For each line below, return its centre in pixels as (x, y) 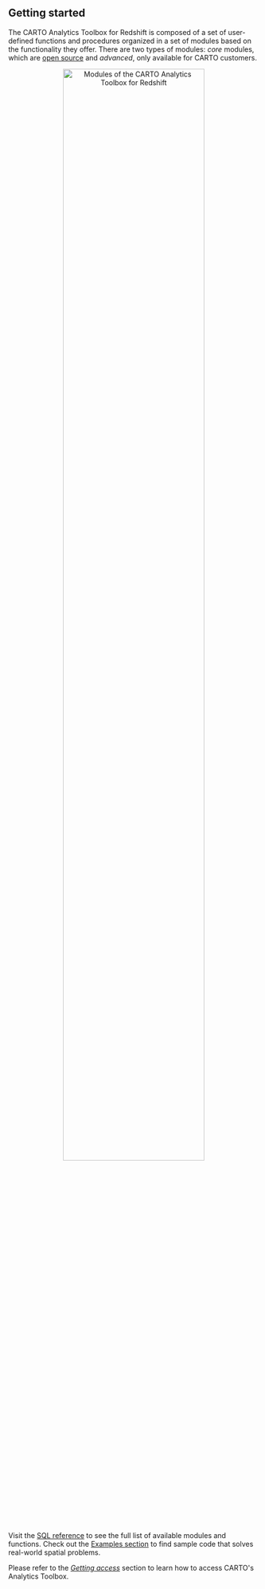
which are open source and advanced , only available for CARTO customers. (132, 57)
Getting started (47, 13)
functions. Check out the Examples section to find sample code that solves (131, 1544)
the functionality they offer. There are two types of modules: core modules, (131, 49)
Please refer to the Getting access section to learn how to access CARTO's (131, 1568)
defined (21, 41)
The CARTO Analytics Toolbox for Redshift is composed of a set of (117, 32)
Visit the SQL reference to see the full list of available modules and (117, 1535)
